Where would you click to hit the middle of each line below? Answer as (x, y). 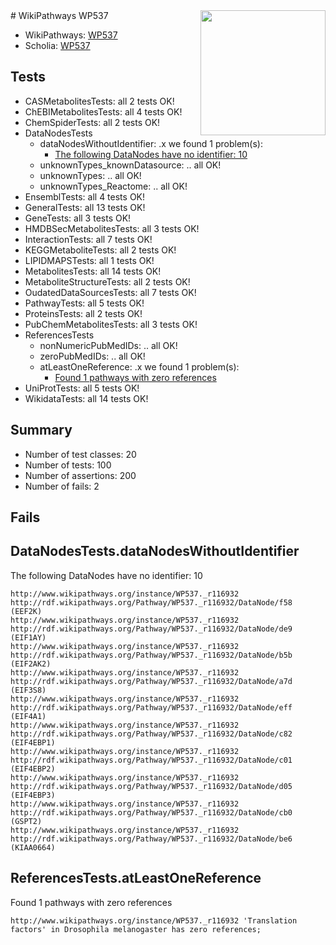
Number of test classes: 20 (80, 454)
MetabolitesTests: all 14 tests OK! (93, 271)
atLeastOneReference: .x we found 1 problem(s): (139, 366)
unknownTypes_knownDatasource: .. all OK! (130, 165)
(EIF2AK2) (31, 664)
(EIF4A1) (28, 716)
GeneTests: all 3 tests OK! (78, 218)
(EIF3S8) (28, 690)
